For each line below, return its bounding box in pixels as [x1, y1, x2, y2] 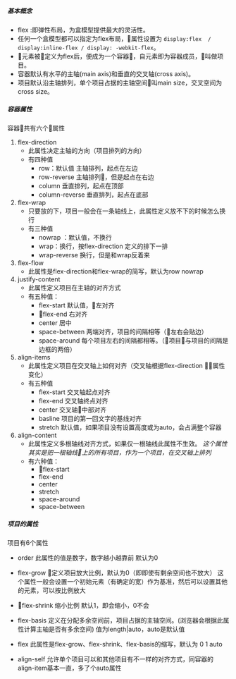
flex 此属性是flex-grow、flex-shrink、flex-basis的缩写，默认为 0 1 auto [17, 640, 223, 648]
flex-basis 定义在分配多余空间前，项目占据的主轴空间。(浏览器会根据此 [17, 616, 223, 624]
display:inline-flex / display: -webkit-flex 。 [17, 43, 160, 51]
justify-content [17, 275, 61, 283]
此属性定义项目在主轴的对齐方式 [27, 283, 121, 292]
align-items [17, 353, 51, 361]
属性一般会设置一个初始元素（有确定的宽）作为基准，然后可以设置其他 [23, 577, 228, 585]
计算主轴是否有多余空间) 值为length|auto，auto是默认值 [23, 625, 185, 633]
